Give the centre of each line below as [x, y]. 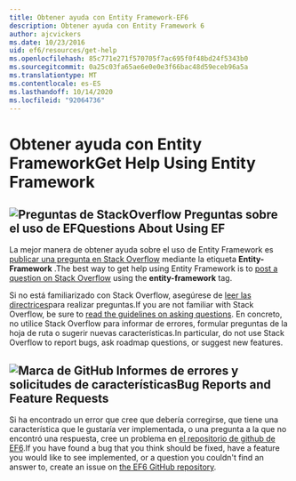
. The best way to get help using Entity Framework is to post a [166, 269]
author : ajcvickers [45, 34]
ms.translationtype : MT [53, 76]
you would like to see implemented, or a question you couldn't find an [136, 458]
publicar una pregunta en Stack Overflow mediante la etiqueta [123, 260]
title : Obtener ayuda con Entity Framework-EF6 [99, 17]
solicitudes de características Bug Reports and [140, 385]
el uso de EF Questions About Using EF [117, 228]
